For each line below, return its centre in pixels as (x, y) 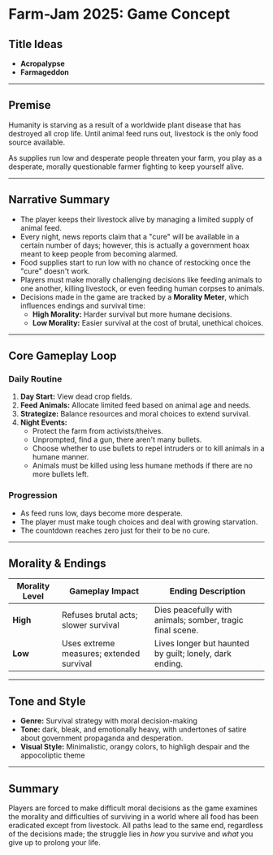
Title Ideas (36, 44)
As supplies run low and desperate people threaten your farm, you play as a (135, 158)
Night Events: (43, 422)
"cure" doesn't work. (55, 271)
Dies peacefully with (193, 610)
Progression (33, 495)
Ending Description (208, 591)
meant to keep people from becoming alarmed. (99, 253)
